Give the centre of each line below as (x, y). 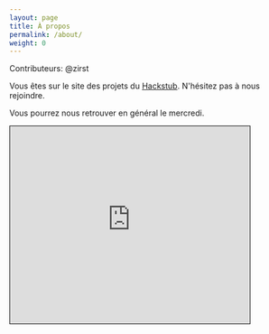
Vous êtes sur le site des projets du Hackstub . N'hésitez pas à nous (134, 86)
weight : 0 (28, 43)
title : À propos (40, 26)
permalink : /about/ (46, 34)
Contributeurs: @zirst (49, 69)
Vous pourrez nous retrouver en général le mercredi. (107, 113)
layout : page (34, 18)
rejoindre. (27, 96)
